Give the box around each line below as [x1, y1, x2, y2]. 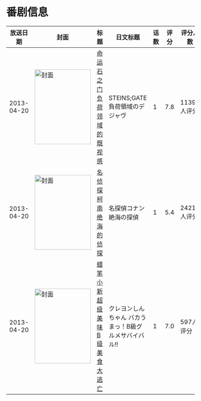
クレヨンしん [108, 304, 145, 312]
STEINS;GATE [108, 93, 148, 102]
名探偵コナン [108, 204, 145, 212]
